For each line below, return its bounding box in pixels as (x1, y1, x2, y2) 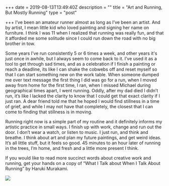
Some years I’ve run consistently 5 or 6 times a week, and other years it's (5, 50, 157, 56)
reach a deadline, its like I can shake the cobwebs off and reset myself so (5, 66, 157, 72)
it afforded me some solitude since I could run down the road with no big (5, 35, 156, 41)
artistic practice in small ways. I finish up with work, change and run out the (5, 124, 162, 130)
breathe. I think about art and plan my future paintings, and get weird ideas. (5, 135, 162, 140)
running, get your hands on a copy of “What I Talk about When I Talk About (5, 160, 161, 166)
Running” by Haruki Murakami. (5, 165, 69, 171)
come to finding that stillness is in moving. (5, 109, 93, 115)
